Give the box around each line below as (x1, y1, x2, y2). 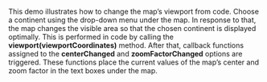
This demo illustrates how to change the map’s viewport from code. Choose (8, 7, 260, 16)
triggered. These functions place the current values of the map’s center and (8, 57, 260, 67)
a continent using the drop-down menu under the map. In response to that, (8, 15, 257, 25)
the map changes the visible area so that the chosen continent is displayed (8, 24, 257, 33)
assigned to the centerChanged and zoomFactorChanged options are (8, 49, 243, 58)
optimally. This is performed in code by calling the (8, 32, 175, 41)
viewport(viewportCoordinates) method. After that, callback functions (8, 41, 244, 50)
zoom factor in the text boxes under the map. (8, 66, 158, 75)
